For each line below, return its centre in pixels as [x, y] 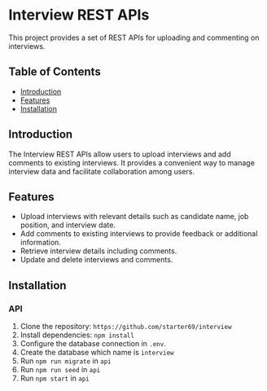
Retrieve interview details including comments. [98, 251]
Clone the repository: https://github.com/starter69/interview [126, 327]
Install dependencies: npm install [77, 335]
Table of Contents [55, 72]
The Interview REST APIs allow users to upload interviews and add [120, 154]
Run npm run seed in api [60, 370]
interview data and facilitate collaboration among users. [102, 171]
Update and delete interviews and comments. [96, 260]
